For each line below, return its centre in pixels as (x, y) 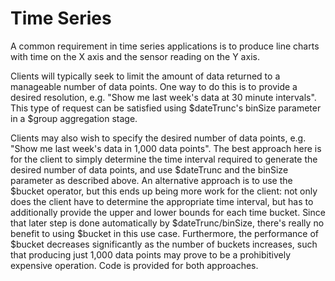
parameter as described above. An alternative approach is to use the (151, 180)
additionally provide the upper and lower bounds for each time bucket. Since (168, 212)
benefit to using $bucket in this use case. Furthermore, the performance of (165, 233)
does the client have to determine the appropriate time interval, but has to (162, 201)
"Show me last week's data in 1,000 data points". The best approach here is (166, 148)
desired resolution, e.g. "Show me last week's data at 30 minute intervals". (163, 97)
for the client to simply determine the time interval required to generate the (164, 159)
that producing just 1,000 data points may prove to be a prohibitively (151, 254)
